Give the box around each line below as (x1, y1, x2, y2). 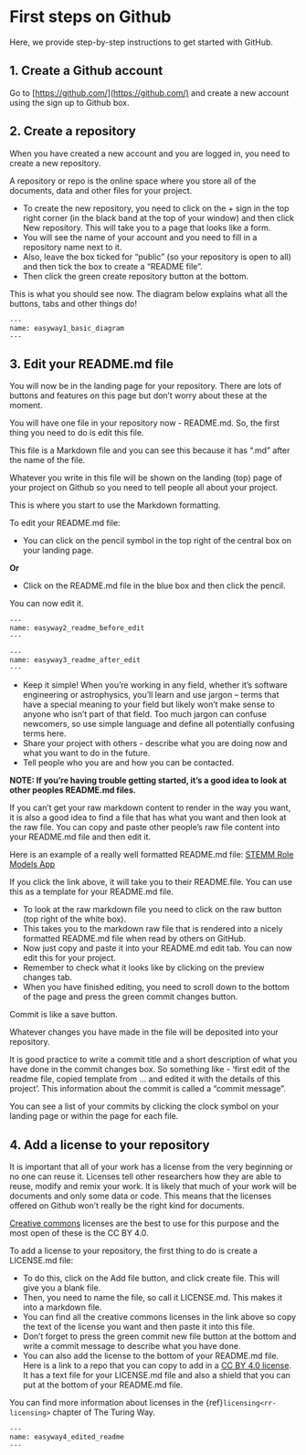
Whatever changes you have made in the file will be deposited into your (9, 1027, 279, 1038)
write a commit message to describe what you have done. (22, 1341, 241, 1352)
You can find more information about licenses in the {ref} (9, 1397, 224, 1408)
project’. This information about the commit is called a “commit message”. (9, 1083, 286, 1094)
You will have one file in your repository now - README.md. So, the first (9, 417, 280, 428)
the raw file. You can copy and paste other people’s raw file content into (9, 822, 280, 833)
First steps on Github (9, 6, 172, 27)
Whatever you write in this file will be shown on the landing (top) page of (9, 472, 283, 483)
